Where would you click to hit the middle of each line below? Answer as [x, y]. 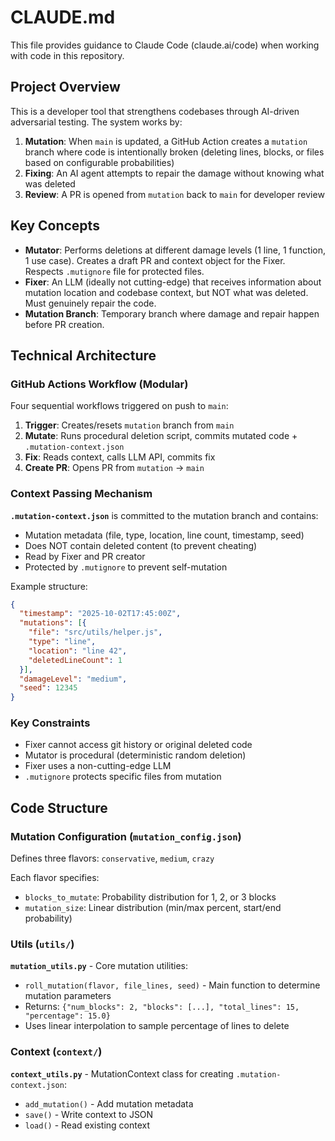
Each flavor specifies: [55, 878]
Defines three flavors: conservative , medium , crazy [112, 858]
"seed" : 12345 [48, 688]
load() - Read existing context [87, 1125]
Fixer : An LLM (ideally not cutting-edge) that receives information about [173, 282]
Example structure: [49, 586]
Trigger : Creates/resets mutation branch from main [129, 425]
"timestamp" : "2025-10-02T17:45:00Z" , [100, 614]
